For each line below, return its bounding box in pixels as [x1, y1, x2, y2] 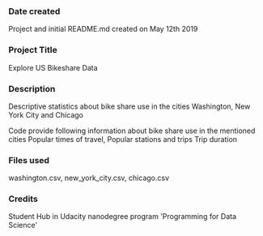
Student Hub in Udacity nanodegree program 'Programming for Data [8, 212, 237, 221]
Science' [8, 221, 38, 230]
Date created [8, 6, 61, 17]
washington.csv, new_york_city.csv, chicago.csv [8, 173, 170, 183]
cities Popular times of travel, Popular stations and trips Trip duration [8, 134, 237, 144]
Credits [8, 193, 38, 204]
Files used [8, 154, 50, 165]
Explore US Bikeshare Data [8, 62, 99, 72]
